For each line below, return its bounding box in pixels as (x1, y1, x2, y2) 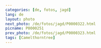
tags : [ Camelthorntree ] (5, 35, 56, 40)
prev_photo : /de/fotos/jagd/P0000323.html (5, 30, 96, 35)
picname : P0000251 (5, 26, 44, 31)
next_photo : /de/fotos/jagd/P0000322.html (5, 21, 96, 26)
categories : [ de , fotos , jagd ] (5, 7, 71, 12)
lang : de (5, 12, 24, 17)
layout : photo (5, 16, 35, 21)
